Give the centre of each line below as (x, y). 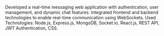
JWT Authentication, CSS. (32, 28)
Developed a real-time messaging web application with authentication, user (82, 7)
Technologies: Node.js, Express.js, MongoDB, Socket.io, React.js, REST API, (82, 23)
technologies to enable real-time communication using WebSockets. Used (81, 18)
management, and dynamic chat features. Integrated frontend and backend (82, 12)
